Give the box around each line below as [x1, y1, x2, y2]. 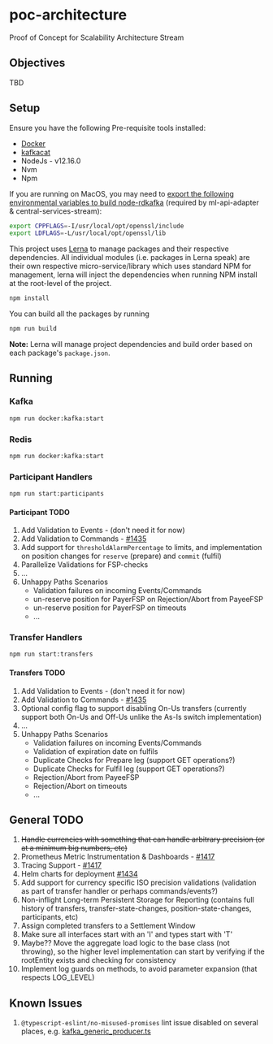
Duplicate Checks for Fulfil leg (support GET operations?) [32, 764, 226, 773]
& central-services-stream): [9, 206, 102, 216]
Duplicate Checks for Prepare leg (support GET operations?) [32, 755, 236, 765]
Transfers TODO [9, 668, 66, 678]
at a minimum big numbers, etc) [20, 843, 128, 853]
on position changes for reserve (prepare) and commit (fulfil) [20, 551, 222, 561]
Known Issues [9, 996, 83, 1010]
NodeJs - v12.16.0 [20, 156, 81, 166]
